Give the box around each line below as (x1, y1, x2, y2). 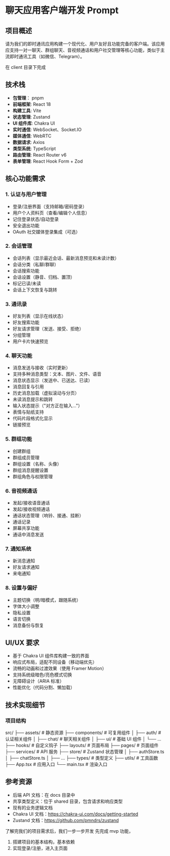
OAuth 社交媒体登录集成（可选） (12, 228, 80, 235)
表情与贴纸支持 (12, 409, 44, 415)
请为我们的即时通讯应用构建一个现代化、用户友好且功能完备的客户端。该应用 (5, 41, 165, 47)
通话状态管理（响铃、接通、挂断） (12, 512, 84, 518)
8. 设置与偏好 (5, 585, 37, 592)
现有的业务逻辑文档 (12, 804, 53, 810)
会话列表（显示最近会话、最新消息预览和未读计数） (12, 255, 119, 261)
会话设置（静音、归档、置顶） (12, 274, 75, 280)
